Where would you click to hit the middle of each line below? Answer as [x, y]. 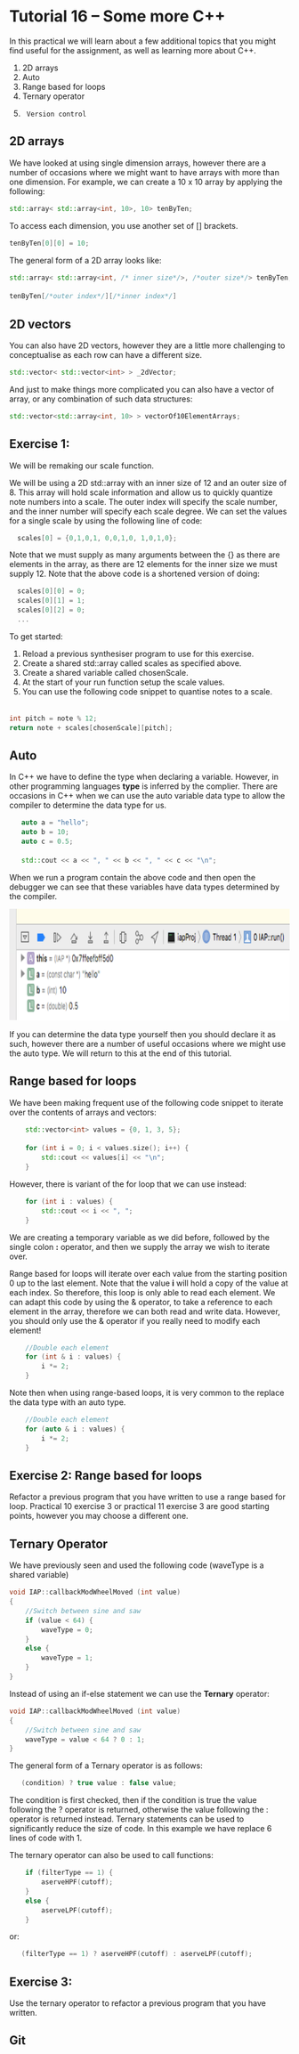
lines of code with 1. [46, 1838]
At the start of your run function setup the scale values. [123, 682]
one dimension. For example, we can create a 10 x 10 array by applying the [146, 182]
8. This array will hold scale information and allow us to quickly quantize [141, 492]
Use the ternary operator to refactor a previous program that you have [138, 2003]
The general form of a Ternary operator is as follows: [106, 1766]
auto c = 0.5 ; [47, 842]
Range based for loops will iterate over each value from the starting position [148, 1273]
